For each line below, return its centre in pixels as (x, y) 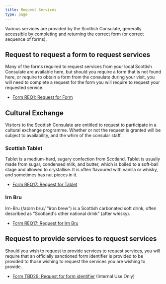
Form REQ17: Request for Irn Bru (45, 223)
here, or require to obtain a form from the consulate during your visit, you (80, 77)
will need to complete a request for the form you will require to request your (83, 82)
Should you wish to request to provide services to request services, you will (83, 251)
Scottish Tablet (24, 148)
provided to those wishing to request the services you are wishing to (75, 261)
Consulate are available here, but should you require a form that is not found (83, 72)
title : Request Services (31, 10)
